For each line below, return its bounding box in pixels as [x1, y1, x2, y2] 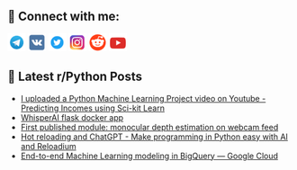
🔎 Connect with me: [7, 9, 120, 24]
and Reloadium [20, 140, 76, 151]
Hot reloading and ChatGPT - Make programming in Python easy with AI [20, 131, 289, 142]
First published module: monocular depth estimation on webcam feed [20, 121, 279, 132]
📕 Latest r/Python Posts [7, 69, 143, 85]
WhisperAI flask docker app [20, 112, 124, 122]
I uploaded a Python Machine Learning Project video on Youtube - [20, 93, 266, 103]
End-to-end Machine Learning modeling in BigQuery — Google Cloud [20, 150, 279, 161]
